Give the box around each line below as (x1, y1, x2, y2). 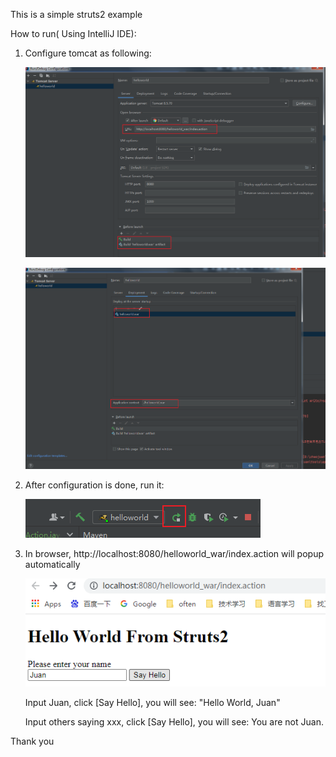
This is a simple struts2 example (10, 9, 143, 20)
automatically (24, 558, 81, 570)
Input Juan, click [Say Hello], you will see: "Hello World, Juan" (24, 696, 281, 708)
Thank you (10, 735, 55, 747)
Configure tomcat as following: (24, 47, 152, 59)
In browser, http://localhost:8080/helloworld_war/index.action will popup (24, 547, 325, 559)
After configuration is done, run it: (24, 479, 165, 491)
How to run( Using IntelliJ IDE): (10, 28, 137, 39)
